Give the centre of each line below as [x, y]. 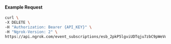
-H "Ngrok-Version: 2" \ [31, 32]
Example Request [24, 7]
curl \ [12, 18]
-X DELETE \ [17, 23]
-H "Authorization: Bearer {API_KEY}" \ [48, 27]
